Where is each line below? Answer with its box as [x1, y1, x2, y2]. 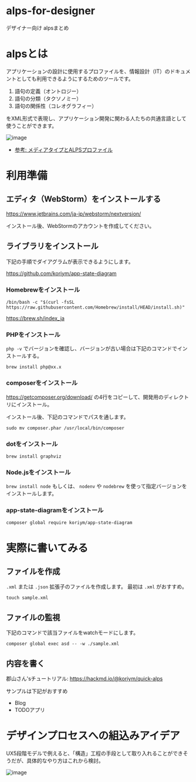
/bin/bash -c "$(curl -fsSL [6, 299, 75, 305]
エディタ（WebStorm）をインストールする [6, 194, 161, 204]
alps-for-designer [6, 4, 96, 18]
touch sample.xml [6, 595, 49, 601]
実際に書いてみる [6, 541, 89, 555]
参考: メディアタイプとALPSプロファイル [14, 146, 113, 153]
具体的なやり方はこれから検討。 [26, 757, 104, 764]
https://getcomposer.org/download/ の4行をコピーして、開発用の [6, 393, 164, 400]
